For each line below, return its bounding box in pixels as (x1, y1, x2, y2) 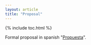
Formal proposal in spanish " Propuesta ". (5, 34, 87, 40)
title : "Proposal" (5, 12, 43, 16)
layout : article (5, 7, 38, 12)
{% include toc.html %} (5, 25, 52, 30)
